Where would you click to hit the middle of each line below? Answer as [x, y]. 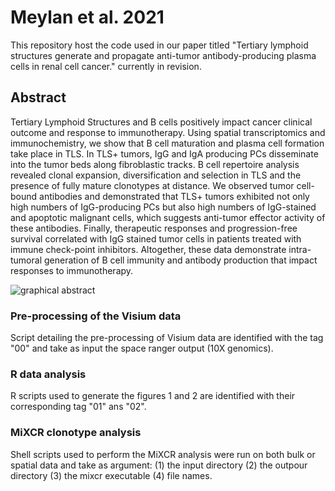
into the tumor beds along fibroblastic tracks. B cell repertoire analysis [155, 164]
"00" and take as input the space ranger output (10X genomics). [142, 348]
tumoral [26, 260]
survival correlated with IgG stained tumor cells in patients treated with [156, 238]
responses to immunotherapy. [72, 270]
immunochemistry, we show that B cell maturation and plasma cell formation [167, 143]
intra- [300, 249]
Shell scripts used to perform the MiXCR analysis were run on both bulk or [163, 454]
